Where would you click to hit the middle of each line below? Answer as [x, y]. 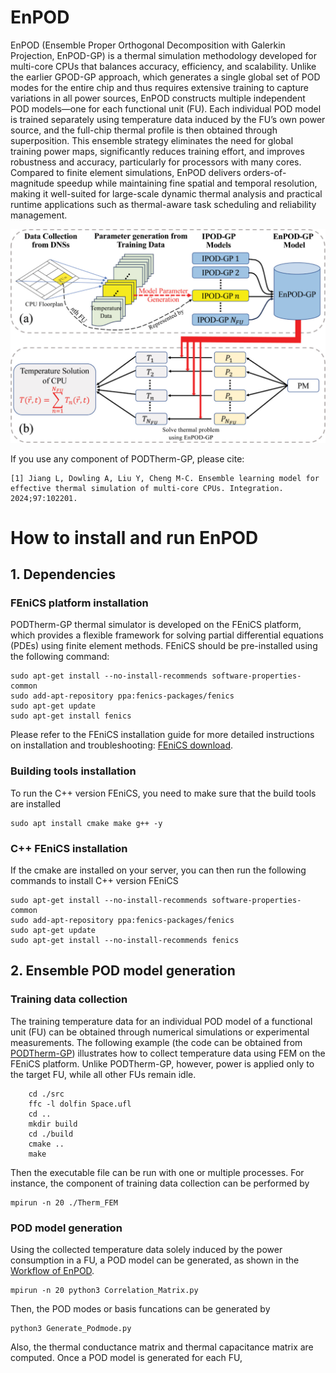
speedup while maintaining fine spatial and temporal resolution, [187, 183]
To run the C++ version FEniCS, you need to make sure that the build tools [163, 793]
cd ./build [51, 1134]
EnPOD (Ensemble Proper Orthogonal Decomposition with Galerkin [148, 45]
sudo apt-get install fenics [71, 716]
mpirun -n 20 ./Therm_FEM [64, 1202]
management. [39, 215]
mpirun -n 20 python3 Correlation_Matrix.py [104, 1290]
